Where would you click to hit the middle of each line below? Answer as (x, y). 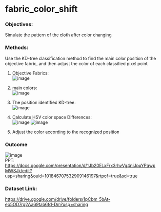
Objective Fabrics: (30, 73)
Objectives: (19, 24)
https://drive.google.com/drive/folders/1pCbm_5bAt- (58, 199)
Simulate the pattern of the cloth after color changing (59, 35)
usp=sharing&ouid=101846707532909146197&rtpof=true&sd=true (71, 176)
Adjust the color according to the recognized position (66, 132)
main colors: (25, 88)
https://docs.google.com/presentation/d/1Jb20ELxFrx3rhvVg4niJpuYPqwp (80, 165)
